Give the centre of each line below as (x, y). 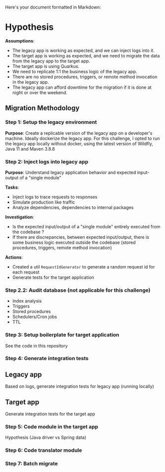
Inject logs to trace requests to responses (55, 197)
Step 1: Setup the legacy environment (51, 122)
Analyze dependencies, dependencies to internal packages (73, 207)
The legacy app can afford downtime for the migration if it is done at (82, 87)
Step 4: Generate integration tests (47, 359)
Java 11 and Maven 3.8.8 (30, 149)
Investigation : (20, 217)
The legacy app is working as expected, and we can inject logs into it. (83, 50)
